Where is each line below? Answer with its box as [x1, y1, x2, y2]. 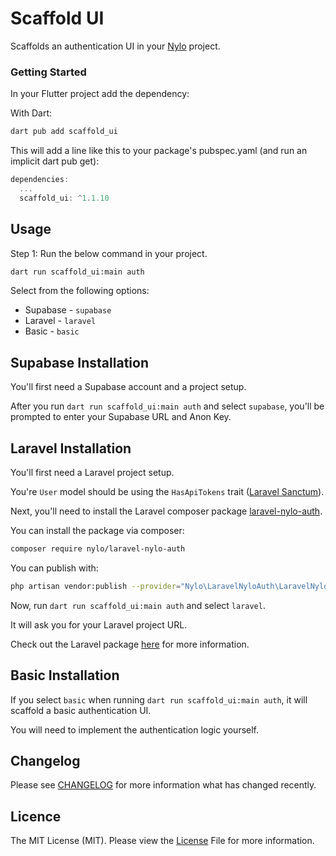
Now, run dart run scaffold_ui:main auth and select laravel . [10, 599, 266, 611]
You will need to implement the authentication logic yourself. [10, 723, 260, 736]
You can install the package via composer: [10, 525, 185, 537]
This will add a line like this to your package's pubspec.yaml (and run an [10, 145, 308, 157]
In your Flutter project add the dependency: [10, 88, 190, 100]
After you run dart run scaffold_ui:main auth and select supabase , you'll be [10, 400, 325, 412]
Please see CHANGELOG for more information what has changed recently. [10, 779, 317, 791]
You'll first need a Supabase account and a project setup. [10, 381, 247, 393]
